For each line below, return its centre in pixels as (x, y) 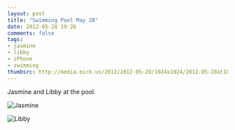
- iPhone (20, 59)
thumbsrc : (22, 72)
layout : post (26, 14)
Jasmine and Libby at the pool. (52, 92)
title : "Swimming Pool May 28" (53, 20)
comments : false (31, 33)
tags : (15, 40)
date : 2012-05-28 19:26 (42, 26)
